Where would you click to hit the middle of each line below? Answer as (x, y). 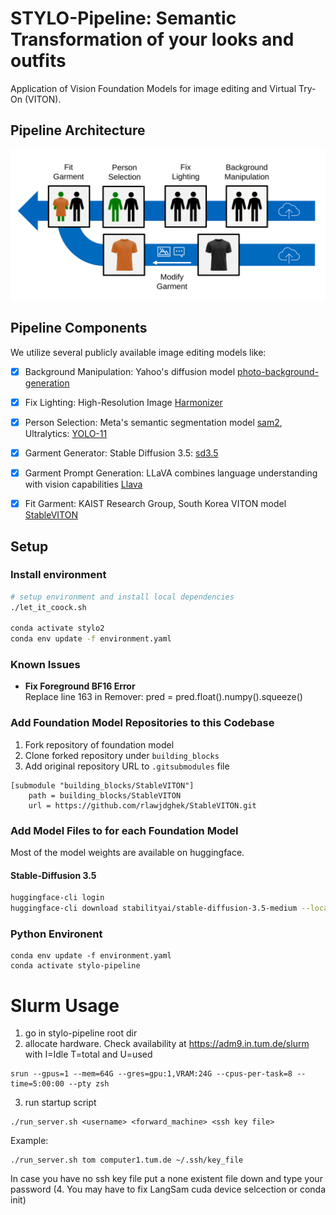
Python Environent (56, 934)
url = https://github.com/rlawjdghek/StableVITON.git (142, 805)
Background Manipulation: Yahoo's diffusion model (130, 371)
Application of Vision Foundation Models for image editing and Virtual (153, 88)
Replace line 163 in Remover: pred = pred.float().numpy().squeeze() (163, 697)
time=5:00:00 (37, 1084)
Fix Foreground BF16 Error (80, 686)
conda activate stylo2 (57, 628)
